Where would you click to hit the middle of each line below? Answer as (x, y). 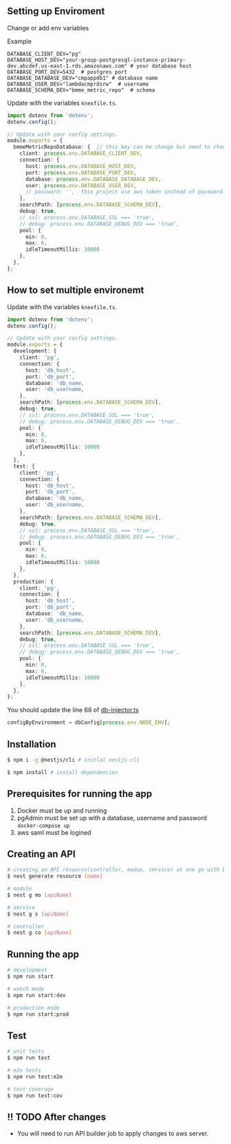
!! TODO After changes (57, 1117)
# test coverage (30, 1089)
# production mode (33, 1008)
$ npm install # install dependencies (63, 772)
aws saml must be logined (54, 832)
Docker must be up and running (62, 810)
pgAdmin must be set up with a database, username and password (112, 818)
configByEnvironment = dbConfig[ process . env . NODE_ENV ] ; (89, 722)
